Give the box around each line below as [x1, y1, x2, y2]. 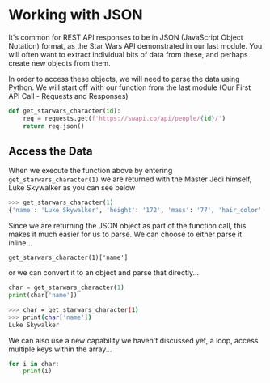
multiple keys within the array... [8, 344, 112, 354]
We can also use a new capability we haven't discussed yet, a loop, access [8, 335, 259, 345]
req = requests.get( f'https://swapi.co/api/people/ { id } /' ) [23, 114, 226, 122]
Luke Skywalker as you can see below [8, 183, 136, 193]
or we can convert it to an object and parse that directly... [8, 268, 200, 278]
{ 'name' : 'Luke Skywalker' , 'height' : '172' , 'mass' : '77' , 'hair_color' [8, 206, 263, 215]
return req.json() [23, 121, 85, 130]
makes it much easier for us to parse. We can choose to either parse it [8, 229, 243, 240]
